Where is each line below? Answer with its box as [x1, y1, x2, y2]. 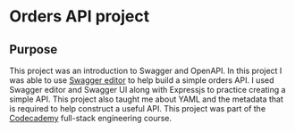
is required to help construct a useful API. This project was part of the [9, 103, 266, 113]
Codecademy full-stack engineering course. [9, 113, 173, 123]
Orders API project [9, 6, 150, 27]
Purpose [9, 42, 58, 57]
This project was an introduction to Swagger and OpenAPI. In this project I [9, 65, 282, 76]
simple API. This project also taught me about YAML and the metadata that [9, 94, 284, 104]
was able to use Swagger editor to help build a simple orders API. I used [9, 75, 274, 86]
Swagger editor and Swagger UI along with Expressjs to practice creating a [9, 85, 286, 95]
